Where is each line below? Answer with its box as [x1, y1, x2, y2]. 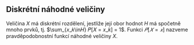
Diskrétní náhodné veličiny [6, 5, 105, 14]
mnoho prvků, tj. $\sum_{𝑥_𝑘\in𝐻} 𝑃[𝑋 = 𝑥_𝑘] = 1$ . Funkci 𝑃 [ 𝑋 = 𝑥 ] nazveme [6, 26, 188, 33]
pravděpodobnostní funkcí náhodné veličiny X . [6, 32, 118, 39]
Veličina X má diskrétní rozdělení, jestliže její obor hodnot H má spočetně [6, 20, 181, 27]
